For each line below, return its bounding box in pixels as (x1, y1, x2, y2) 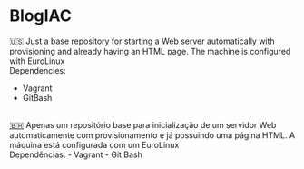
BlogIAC (9, 5, 73, 26)
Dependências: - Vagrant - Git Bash (9, 149, 143, 160)
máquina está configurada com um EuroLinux (9, 139, 180, 150)
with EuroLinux (9, 55, 65, 66)
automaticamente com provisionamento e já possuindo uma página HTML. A (9, 129, 296, 141)
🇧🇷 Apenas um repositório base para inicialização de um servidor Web (9, 119, 277, 130)
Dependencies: (9, 65, 66, 75)
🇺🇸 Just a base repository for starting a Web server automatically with (9, 35, 275, 46)
